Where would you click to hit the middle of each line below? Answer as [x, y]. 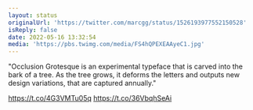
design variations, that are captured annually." [82, 83]
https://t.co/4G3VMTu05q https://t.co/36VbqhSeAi [90, 98]
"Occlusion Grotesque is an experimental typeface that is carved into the [125, 66]
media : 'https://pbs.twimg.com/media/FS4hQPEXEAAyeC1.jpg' [107, 44]
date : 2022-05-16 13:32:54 [52, 37]
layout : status [33, 15]
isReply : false [33, 30]
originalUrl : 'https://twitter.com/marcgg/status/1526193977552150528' [127, 23]
